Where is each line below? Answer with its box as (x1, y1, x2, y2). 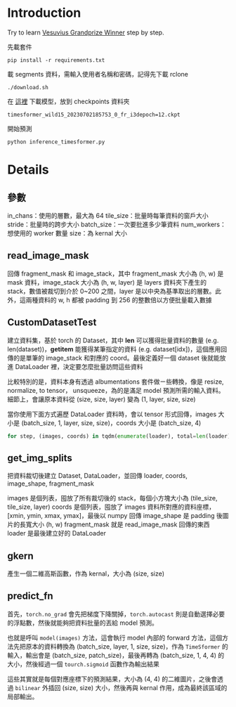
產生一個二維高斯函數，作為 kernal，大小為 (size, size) (7, 569, 165, 578)
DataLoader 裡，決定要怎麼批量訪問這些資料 (15, 362, 143, 370)
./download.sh (7, 84, 49, 91)
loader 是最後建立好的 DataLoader (7, 529, 107, 538)
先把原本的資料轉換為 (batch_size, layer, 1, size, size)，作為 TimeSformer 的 (13, 642, 228, 651)
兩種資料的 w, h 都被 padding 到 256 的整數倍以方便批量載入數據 (25, 295, 212, 304)
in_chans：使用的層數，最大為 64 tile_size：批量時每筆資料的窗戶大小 (7, 211, 209, 219)
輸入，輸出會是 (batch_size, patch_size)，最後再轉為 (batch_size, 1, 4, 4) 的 (7, 651, 225, 659)
